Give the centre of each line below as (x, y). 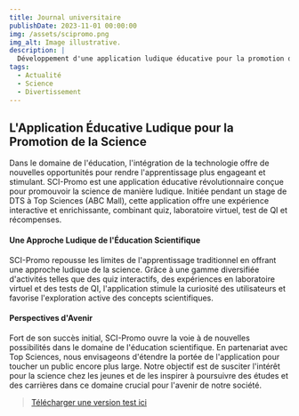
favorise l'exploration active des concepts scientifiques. (111, 298)
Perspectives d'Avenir (51, 318)
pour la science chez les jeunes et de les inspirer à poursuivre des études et (149, 375)
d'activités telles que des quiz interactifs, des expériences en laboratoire (142, 279)
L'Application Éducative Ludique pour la (121, 128)
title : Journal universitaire (65, 17)
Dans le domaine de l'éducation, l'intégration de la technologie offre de (139, 163)
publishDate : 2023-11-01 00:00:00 (73, 26)
